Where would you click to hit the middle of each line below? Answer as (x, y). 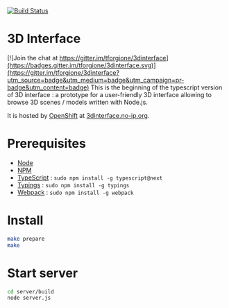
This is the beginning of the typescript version (156, 87)
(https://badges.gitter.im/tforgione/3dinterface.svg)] (82, 65)
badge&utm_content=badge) (48, 87)
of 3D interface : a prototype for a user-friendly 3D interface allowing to (109, 94)
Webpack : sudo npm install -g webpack (75, 192)
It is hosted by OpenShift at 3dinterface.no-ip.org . (78, 115)
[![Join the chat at (33, 58)
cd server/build (31, 291)
